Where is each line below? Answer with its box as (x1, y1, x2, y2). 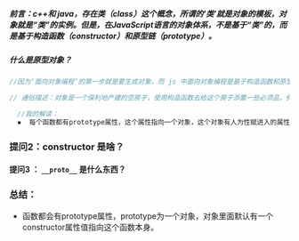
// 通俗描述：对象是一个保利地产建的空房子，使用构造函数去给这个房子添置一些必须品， (9, 93, 287, 102)
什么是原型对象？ (9, 54, 72, 65)
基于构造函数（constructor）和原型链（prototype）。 (16, 30, 216, 41)
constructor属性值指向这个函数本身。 (21, 221, 159, 232)
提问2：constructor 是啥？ (9, 141, 125, 153)
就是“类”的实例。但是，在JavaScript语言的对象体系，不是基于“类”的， (16, 19, 279, 30)
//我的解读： (17, 109, 60, 119)
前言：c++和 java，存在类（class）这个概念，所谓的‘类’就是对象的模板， (9, 8, 279, 19)
